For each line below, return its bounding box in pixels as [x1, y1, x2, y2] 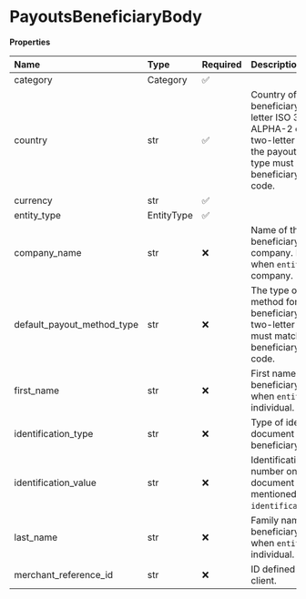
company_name [14, 246, 82, 259]
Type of [250, 416, 284, 429]
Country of [250, 88, 298, 101]
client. [250, 574, 278, 586]
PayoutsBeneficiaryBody [9, 6, 203, 27]
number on [250, 464, 298, 477]
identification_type [14, 427, 94, 440]
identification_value [14, 476, 97, 489]
